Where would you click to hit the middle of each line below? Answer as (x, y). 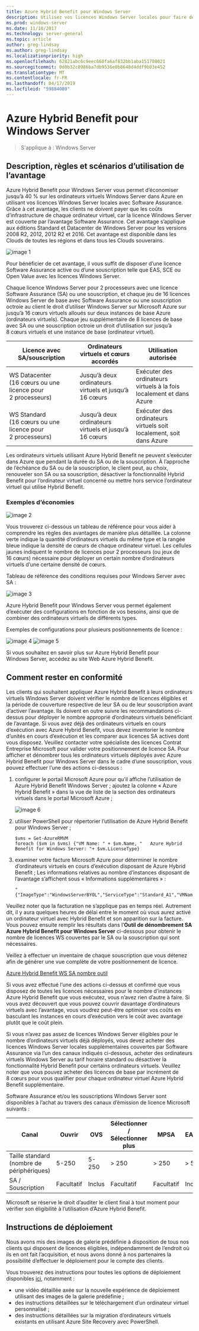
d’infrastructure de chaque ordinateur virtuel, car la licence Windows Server (99, 215)
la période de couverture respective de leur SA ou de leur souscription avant (99, 704)
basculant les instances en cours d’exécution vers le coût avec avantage (94, 1016)
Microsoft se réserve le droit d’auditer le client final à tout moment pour (93, 1202)
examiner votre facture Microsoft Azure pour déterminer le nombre (96, 860)
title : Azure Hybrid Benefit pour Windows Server (69, 12)
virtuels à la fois (158, 386)
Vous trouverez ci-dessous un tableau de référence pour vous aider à (91, 526)
